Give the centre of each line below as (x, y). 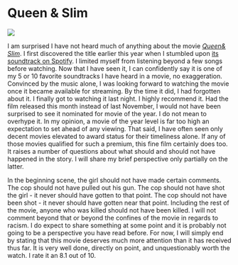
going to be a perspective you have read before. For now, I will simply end (115, 232)
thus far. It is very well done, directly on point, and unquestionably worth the (119, 248)
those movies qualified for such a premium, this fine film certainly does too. (118, 144)
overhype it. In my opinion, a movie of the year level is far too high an (108, 121)
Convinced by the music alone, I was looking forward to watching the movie (118, 84)
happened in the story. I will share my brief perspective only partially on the (118, 159)
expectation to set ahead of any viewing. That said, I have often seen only (115, 128)
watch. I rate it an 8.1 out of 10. (52, 255)
